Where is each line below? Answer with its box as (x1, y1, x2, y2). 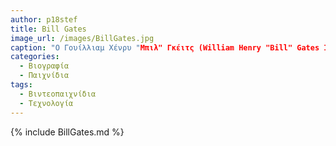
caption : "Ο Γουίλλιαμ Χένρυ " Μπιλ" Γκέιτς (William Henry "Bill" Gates (10, 42, 320, 53)
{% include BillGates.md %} (10, 126, 125, 138)
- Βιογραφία (19, 61, 70, 71)
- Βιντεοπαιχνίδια (19, 89, 97, 99)
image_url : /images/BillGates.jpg (10, 33, 155, 43)
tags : (10, 80, 33, 90)
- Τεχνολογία (19, 98, 74, 108)
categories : (10, 52, 60, 62)
